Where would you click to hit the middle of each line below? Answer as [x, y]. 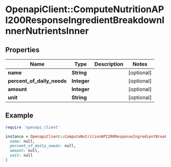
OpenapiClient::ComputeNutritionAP [85, 9]
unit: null [21, 156]
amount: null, [25, 151]
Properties [22, 50]
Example [19, 116]
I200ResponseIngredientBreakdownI [85, 20]
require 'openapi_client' [33, 127]
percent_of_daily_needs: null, [43, 146]
